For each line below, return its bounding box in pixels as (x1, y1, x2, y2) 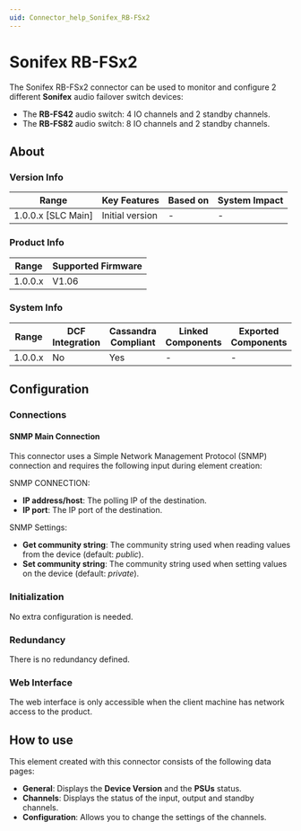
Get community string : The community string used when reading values (21, 540, 291, 551)
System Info (9, 302, 64, 314)
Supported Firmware (52, 260, 143, 272)
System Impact (218, 194, 284, 207)
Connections (9, 409, 67, 421)
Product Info (9, 236, 64, 249)
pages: (9, 765, 35, 777)
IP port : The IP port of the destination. (21, 505, 163, 516)
